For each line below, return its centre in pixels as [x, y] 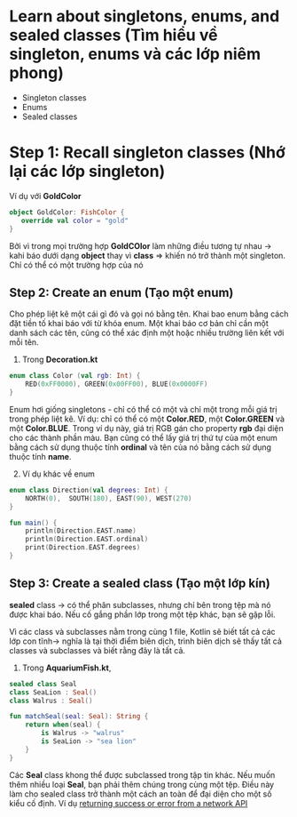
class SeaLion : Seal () [53, 692]
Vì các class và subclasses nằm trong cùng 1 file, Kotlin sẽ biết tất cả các [143, 631]
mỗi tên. [24, 342]
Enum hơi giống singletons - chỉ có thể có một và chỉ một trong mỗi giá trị [143, 409]
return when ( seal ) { [63, 725]
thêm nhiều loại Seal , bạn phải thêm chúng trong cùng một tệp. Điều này [142, 784]
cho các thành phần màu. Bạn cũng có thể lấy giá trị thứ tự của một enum [143, 437]
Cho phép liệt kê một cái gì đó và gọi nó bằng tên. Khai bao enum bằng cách [149, 314]
